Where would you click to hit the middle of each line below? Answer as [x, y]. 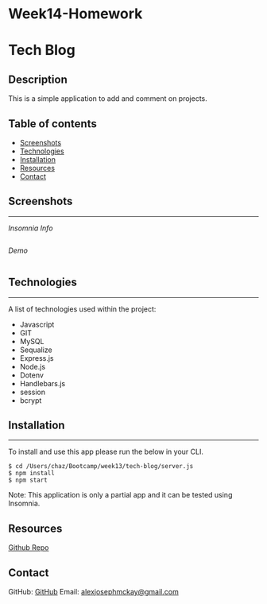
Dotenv [31, 375]
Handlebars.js [43, 383]
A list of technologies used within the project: [82, 309]
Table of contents [52, 124]
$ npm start [28, 480]
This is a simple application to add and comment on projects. [108, 99]
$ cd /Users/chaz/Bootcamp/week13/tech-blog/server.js [101, 467]
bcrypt [31, 400]
